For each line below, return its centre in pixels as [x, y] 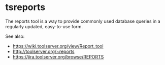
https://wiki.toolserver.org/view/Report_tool [58, 46]
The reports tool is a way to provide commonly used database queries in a [83, 21]
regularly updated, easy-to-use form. [44, 26]
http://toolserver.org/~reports [43, 51]
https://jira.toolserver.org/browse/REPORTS [58, 56]
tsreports [25, 7]
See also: [15, 36]
